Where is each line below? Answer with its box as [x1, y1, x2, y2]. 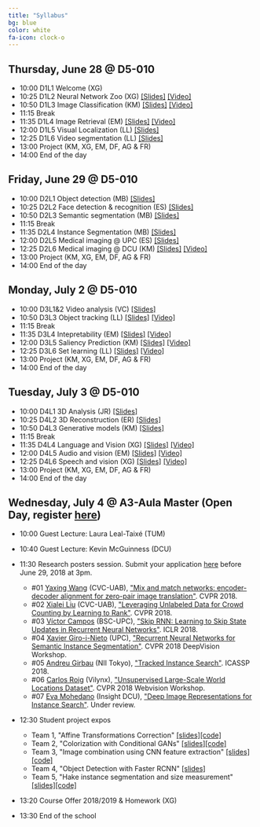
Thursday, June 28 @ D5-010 [8, 62, 156, 75]
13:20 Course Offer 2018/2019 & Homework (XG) [19, 796, 178, 806]
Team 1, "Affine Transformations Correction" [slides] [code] [31, 730, 222, 740]
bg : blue [8, 19, 37, 27]
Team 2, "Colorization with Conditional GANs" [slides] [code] [31, 739, 227, 748]
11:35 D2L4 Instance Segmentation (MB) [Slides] [19, 227, 177, 237]
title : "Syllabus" [8, 11, 68, 20]
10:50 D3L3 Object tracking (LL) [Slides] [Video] [19, 312, 176, 322]
